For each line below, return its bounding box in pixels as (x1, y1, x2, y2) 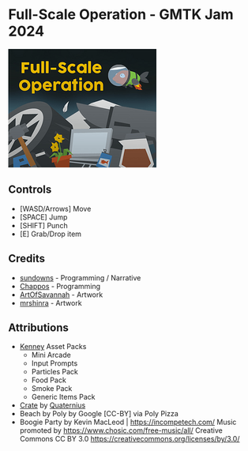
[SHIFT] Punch (19, 220, 69, 230)
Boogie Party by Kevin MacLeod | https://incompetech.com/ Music (19, 417, 237, 427)
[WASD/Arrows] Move (19, 204, 92, 213)
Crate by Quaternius (19, 400, 86, 410)
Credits (8, 252, 46, 265)
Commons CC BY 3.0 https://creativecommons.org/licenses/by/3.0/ (19, 434, 240, 444)
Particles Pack (31, 367, 79, 377)
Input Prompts (31, 359, 78, 368)
